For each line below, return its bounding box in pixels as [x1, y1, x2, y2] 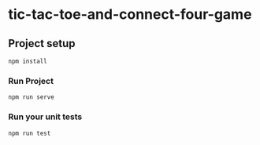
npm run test [8, 129, 51, 137]
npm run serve [8, 93, 55, 101]
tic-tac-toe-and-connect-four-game [8, 5, 252, 24]
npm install [8, 57, 47, 65]
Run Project [8, 75, 54, 86]
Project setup [8, 37, 76, 50]
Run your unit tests [8, 111, 83, 122]
